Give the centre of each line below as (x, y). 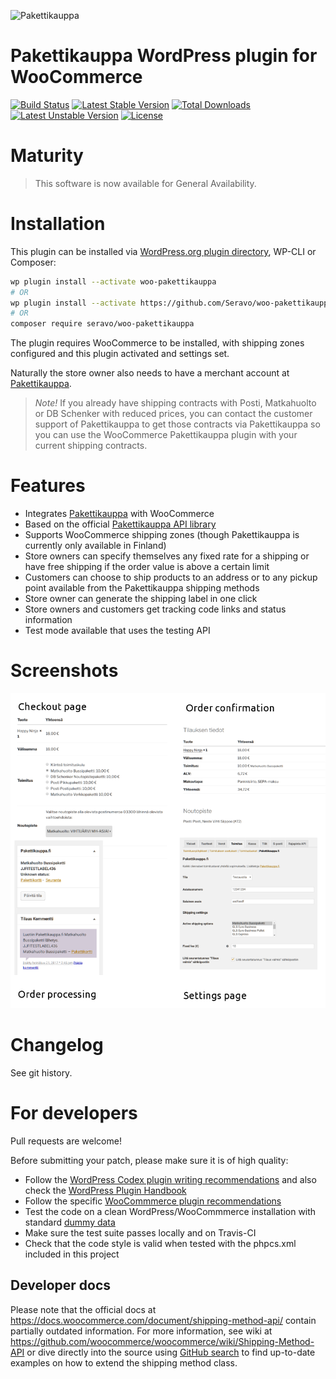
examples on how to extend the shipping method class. (124, 1362)
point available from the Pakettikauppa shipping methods (142, 588)
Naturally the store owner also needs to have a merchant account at (150, 373)
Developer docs (61, 1285)
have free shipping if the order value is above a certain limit (147, 567)
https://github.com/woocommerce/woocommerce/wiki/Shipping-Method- (162, 1341)
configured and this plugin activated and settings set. (120, 354)
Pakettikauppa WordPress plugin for (164, 56)
